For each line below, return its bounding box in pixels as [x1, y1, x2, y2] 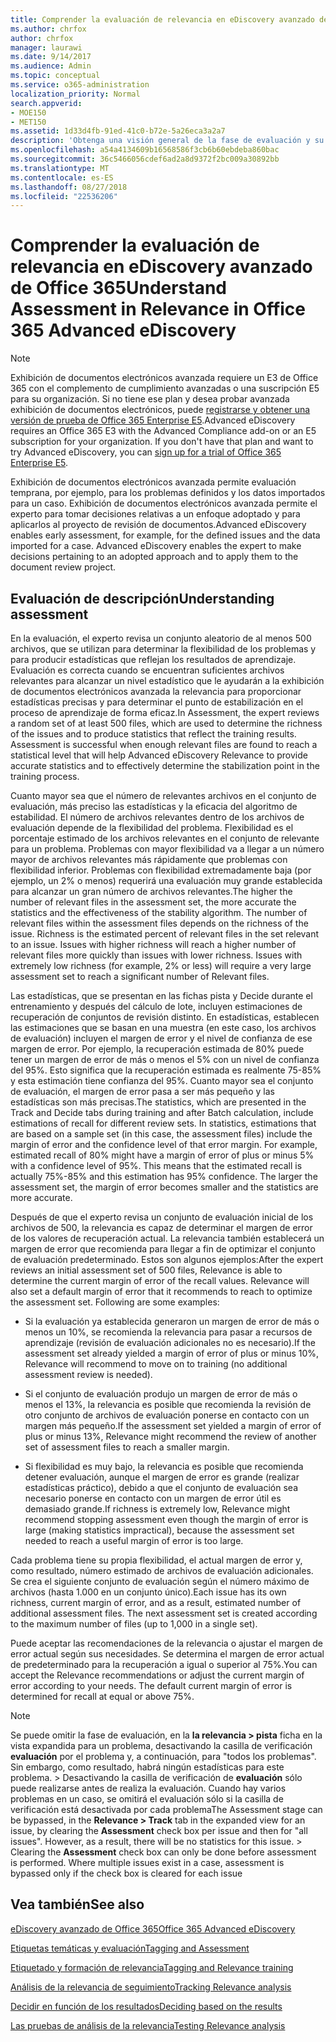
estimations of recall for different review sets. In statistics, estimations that [10, 1117, 317, 1129]
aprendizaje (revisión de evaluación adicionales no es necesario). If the [24, 1337, 316, 1348]
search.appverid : [10, 98, 83, 108]
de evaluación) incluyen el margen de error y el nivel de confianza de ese [10, 1032, 313, 1044]
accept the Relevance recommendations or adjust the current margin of [10, 1669, 305, 1681]
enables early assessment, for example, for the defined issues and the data [10, 529, 321, 541]
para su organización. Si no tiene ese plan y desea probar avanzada [10, 393, 290, 405]
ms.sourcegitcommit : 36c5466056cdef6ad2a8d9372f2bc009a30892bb [10, 154, 280, 164]
